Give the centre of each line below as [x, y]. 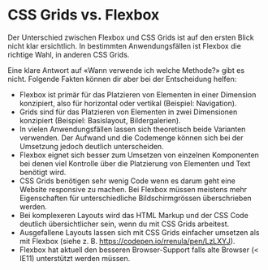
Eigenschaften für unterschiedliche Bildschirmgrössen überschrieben [136, 198]
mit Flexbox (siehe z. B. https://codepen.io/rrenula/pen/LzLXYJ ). [127, 241]
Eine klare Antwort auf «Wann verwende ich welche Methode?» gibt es [126, 70]
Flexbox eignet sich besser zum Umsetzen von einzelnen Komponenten [139, 155]
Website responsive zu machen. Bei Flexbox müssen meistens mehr [133, 189]
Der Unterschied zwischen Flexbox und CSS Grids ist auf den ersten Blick [131, 37]
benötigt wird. [43, 172]
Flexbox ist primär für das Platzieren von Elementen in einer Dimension [138, 94]
